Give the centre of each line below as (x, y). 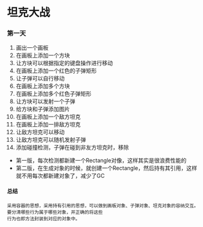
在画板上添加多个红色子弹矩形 (53, 94)
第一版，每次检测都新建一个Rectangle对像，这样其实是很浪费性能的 (101, 161)
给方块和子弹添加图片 (43, 109)
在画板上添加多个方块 (43, 86)
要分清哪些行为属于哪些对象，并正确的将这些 (55, 212)
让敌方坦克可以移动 (40, 132)
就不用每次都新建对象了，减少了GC (60, 176)
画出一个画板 (32, 48)
